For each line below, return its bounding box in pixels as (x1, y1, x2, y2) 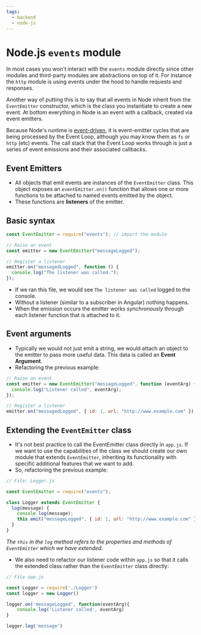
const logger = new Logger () (6, 590, 79, 596)
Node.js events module (6, 45, 121, 59)
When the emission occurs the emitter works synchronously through (14, 305, 184, 312)
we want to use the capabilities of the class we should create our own (14, 447, 187, 454)
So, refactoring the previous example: (14, 466, 108, 473)
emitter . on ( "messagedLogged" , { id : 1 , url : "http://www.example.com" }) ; (6, 408, 197, 415)
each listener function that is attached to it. (14, 312, 121, 319)
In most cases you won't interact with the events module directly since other (6, 65, 194, 72)
